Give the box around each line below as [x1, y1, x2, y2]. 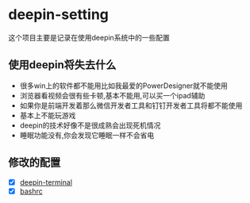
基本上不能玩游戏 [19, 110, 76, 120]
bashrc [19, 186, 44, 196]
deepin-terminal [19, 177, 73, 187]
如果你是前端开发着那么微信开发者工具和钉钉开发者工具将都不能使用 [19, 101, 243, 110]
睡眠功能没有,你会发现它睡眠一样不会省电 [19, 130, 155, 140]
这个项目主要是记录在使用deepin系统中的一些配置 [8, 33, 171, 42]
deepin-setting [8, 6, 110, 24]
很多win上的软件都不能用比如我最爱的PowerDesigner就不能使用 [19, 81, 229, 90]
